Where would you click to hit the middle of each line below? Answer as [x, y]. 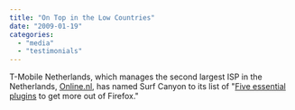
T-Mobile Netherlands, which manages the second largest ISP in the [136, 77]
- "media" [36, 43]
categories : [32, 34]
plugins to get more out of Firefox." [74, 96]
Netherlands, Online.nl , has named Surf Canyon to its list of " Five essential [147, 87]
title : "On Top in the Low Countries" [82, 18]
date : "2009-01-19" [46, 26]
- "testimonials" [50, 51]
